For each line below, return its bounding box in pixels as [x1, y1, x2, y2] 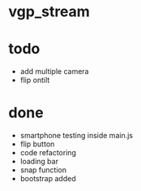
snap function [19, 165, 67, 175]
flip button [19, 139, 55, 149]
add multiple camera [19, 67, 89, 76]
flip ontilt [19, 76, 50, 85]
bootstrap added [19, 174, 76, 184]
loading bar [19, 157, 59, 167]
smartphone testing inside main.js [19, 131, 134, 141]
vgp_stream [8, 2, 91, 21]
